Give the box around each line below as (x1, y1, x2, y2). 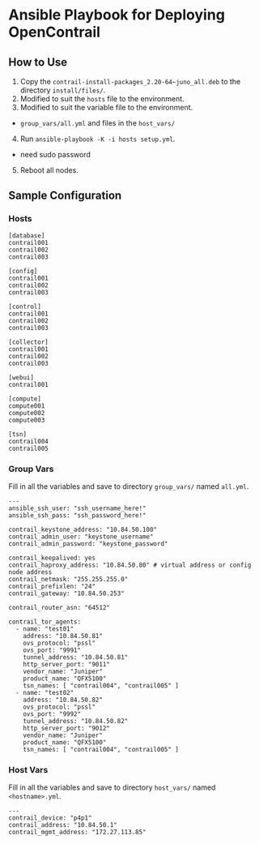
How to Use (8, 55, 68, 69)
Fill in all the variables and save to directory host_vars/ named (8, 782, 216, 792)
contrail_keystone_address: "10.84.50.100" (8, 525, 158, 533)
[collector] (8, 338, 49, 346)
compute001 (8, 401, 45, 410)
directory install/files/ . (19, 85, 106, 95)
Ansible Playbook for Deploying (8, 6, 225, 24)
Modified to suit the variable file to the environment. (19, 103, 193, 112)
